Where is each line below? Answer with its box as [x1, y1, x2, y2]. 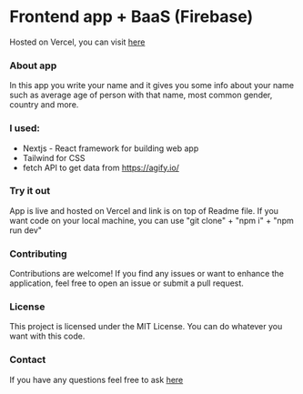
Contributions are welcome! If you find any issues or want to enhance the [9, 268, 285, 279]
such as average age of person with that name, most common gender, [9, 89, 273, 101]
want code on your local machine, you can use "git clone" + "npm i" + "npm [9, 215, 294, 226]
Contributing [9, 248, 67, 260]
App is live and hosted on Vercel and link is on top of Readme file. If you [9, 205, 279, 216]
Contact [9, 353, 46, 366]
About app [9, 59, 57, 72]
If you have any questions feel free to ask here [9, 374, 184, 385]
